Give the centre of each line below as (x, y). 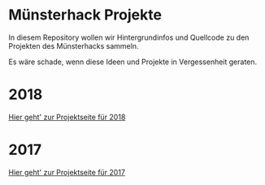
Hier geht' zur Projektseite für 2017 (67, 172)
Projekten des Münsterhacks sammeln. (74, 45)
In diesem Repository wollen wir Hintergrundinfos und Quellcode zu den (129, 37)
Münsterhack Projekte (85, 15)
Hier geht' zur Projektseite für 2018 (67, 117)
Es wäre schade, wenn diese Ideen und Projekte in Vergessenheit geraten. (133, 62)
